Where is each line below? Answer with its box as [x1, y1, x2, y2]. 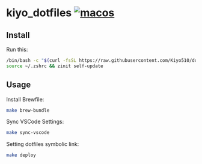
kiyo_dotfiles [6, 6, 72, 20]
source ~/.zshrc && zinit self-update [6, 63, 103, 69]
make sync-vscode [6, 130, 50, 136]
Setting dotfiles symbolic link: [6, 141, 79, 148]
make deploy [6, 152, 36, 159]
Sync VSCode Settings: [6, 118, 64, 126]
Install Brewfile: [6, 96, 44, 103]
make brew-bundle [6, 107, 50, 114]
